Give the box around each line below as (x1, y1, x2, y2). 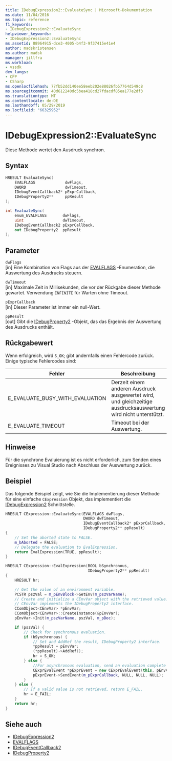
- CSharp (5, 79, 24, 84)
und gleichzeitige (111, 398, 153, 405)
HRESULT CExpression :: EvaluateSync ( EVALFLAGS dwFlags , (5, 511, 125, 516)
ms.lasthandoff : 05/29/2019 (5, 103, 66, 108)
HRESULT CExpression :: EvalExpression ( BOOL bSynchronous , (5, 564, 130, 569)
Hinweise (5, 443, 36, 452)
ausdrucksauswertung (111, 404, 165, 411)
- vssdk (5, 65, 22, 70)
